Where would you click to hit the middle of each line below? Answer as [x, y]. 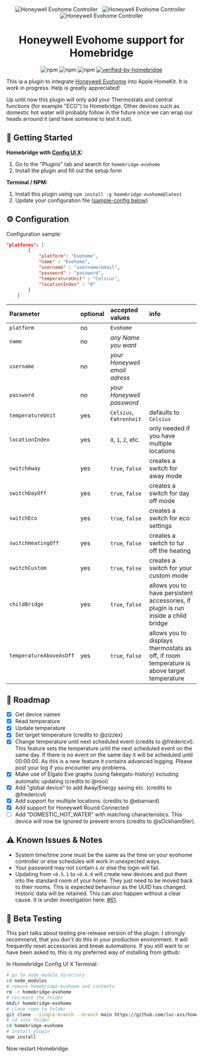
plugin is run [166, 608]
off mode [162, 501]
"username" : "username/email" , [79, 268]
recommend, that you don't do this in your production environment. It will [97, 940]
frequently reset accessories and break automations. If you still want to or [98, 946]
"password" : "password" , [71, 273]
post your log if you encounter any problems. [71, 768]
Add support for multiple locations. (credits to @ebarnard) [87, 801]
